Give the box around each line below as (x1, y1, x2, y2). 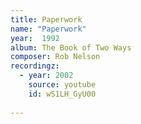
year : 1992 (10, 33, 60, 43)
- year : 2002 (19, 71, 74, 81)
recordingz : (10, 61, 60, 71)
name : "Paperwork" (10, 24, 87, 34)
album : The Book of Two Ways (10, 42, 132, 53)
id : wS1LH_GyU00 (28, 89, 97, 99)
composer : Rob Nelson (10, 52, 101, 62)
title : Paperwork (10, 14, 83, 25)
